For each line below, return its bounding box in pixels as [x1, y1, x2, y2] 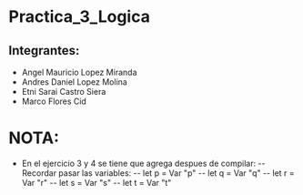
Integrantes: [8, 43, 80, 58]
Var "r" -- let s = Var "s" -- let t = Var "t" [21, 177, 172, 188]
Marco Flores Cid [21, 96, 87, 107]
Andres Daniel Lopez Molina [21, 77, 128, 87]
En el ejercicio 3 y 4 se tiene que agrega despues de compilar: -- [21, 158, 266, 169]
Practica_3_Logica [8, 6, 151, 27]
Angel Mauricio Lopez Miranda [21, 67, 137, 77]
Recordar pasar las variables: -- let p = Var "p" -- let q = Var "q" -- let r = [21, 167, 295, 179]
